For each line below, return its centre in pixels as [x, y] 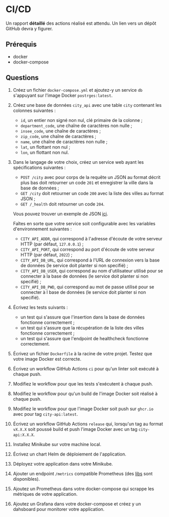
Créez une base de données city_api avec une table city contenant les [87, 105]
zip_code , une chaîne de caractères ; [58, 136]
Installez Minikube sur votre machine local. [57, 444]
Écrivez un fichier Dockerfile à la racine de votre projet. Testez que [82, 353]
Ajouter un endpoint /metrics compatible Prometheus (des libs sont [83, 473]
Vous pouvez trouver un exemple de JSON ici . [60, 214]
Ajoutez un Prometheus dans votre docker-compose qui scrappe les [83, 489]
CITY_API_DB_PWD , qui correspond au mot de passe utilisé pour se [87, 287]
